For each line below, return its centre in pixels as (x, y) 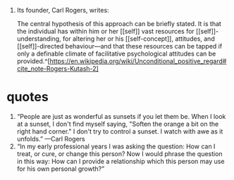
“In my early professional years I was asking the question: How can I (116, 146)
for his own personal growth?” (61, 169)
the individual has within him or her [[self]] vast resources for (105, 31)
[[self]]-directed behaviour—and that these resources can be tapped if (119, 46)
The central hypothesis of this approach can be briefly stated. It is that (119, 24)
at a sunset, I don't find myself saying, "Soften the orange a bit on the (118, 124)
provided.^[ (33, 61)
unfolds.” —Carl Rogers (51, 139)
